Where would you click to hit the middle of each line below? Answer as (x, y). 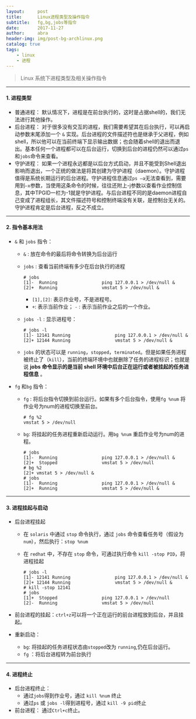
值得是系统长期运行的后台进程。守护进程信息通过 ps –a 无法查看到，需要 (100, 178)
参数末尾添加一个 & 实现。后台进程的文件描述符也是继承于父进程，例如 (104, 134)
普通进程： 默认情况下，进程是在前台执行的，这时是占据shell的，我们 (97, 112)
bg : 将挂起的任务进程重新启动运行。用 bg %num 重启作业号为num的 (101, 434)
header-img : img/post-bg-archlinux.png (55, 39)
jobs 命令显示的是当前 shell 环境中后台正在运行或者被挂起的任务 (107, 366)
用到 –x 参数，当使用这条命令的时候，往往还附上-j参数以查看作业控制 (95, 185)
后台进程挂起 (30, 522)
